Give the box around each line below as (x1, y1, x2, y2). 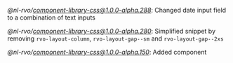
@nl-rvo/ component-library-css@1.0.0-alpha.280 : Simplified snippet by (7, 27, 216, 35)
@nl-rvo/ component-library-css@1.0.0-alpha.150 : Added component (7, 48, 207, 56)
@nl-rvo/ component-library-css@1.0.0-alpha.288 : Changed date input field (7, 6, 227, 14)
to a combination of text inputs (7, 13, 96, 22)
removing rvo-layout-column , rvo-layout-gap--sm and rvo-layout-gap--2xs (7, 34, 224, 43)
